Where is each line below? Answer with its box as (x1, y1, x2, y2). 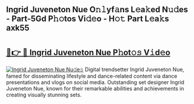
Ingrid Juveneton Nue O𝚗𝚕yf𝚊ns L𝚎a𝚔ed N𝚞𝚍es (6, 5, 188, 15)
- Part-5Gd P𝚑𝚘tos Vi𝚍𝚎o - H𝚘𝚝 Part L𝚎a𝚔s (6, 14, 170, 24)
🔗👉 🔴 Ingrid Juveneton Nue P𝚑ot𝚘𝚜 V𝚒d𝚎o (6, 47, 170, 58)
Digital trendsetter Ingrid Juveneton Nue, (85, 66, 185, 73)
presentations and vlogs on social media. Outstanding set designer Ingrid (6, 79, 185, 86)
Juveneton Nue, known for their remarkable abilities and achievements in (6, 85, 185, 92)
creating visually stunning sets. (6, 91, 82, 98)
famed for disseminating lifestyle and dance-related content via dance (6, 73, 177, 79)
